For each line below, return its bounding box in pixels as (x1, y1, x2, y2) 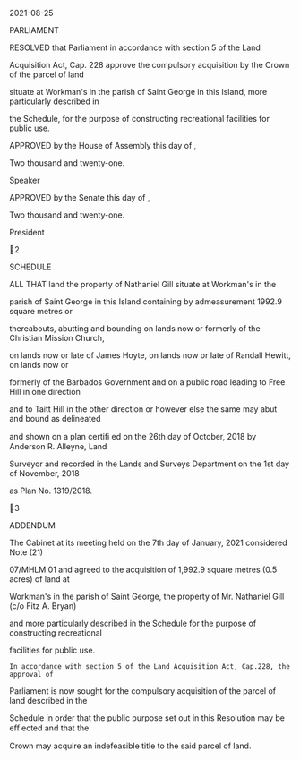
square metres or (9, 306, 73, 316)
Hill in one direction (9, 387, 81, 397)
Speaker (9, 175, 40, 185)
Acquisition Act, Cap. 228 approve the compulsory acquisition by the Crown (9, 60, 290, 70)
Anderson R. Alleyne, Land (9, 441, 107, 451)
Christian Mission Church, (9, 333, 105, 343)
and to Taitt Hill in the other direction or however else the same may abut (9, 404, 278, 414)
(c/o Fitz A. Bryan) (9, 601, 77, 611)
